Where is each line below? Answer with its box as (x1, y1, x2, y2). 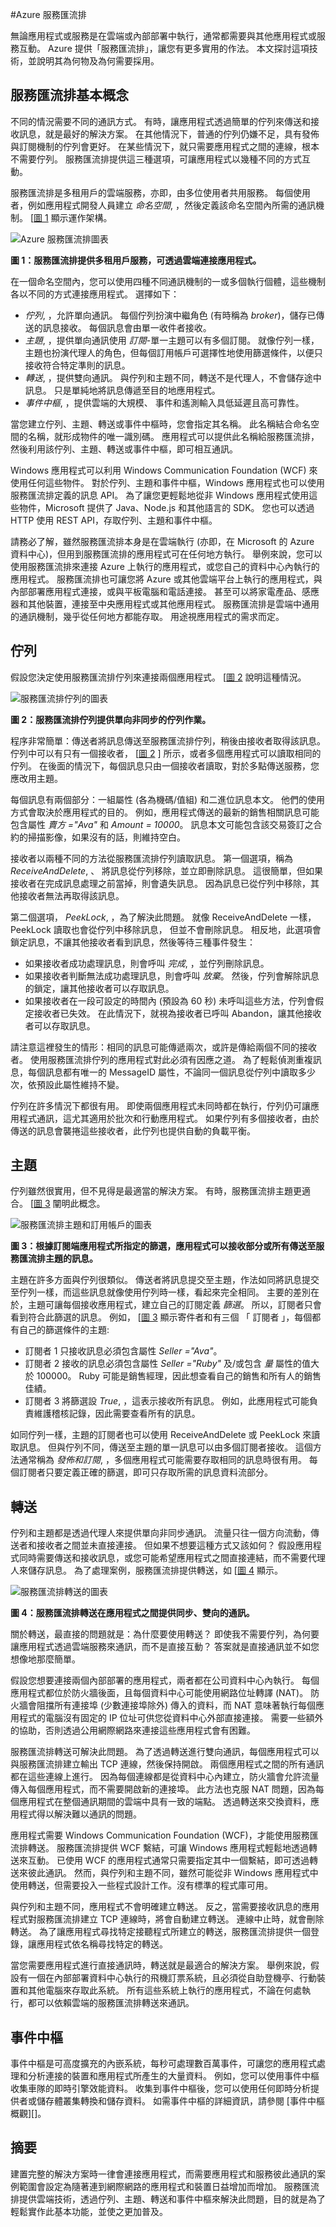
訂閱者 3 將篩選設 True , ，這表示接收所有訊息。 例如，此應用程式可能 (24, 1395, 310, 1407)
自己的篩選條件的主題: (18, 1324, 110, 1336)
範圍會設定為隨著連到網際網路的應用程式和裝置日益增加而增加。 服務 (18, 2180, 302, 2192)
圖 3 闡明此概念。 (33, 1198, 106, 1210)
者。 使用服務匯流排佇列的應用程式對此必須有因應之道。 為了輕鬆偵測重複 (10, 1053, 313, 1065)
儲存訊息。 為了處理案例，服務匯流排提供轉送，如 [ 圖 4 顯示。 (27, 1564, 283, 1577)
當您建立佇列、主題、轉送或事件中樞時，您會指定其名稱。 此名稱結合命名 (10, 418, 311, 430)
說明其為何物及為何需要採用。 (36, 55, 160, 67)
